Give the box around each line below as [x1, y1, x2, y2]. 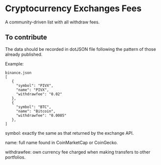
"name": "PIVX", [16, 87, 49, 92]
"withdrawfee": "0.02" [16, 91, 63, 97]
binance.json [5, 70, 32, 75]
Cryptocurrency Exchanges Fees [5, 3, 142, 14]
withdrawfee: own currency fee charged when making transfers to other [5, 149, 151, 155]
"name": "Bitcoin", [16, 108, 56, 114]
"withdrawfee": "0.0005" [16, 113, 67, 118]
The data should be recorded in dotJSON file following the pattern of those [5, 46, 156, 52]
